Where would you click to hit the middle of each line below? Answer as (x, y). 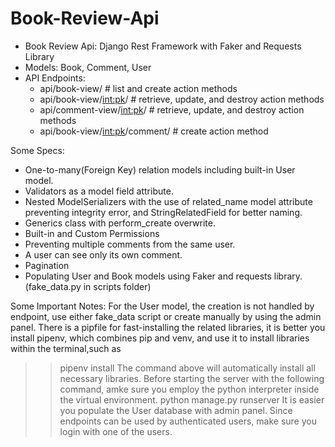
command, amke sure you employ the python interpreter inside (189, 389)
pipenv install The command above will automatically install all (187, 368)
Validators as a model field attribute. (99, 191)
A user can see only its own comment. (103, 254)
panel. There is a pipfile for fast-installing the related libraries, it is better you (168, 327)
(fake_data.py (53, 286)
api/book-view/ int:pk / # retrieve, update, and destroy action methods (182, 99)
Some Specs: (37, 150)
